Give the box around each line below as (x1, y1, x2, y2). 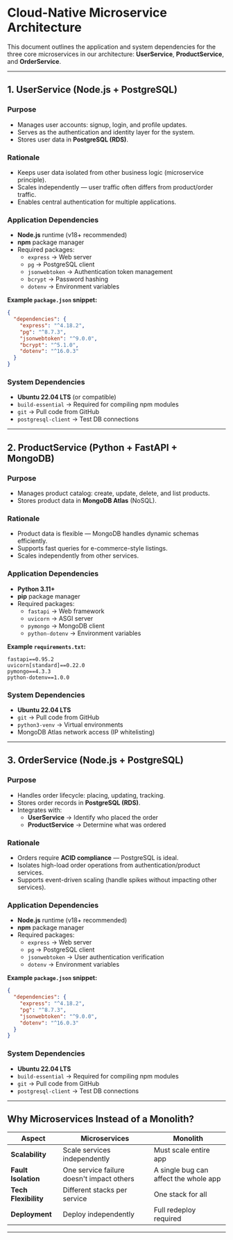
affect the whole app (153, 1174, 221, 1184)
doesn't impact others (62, 1174, 135, 1184)
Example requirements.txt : (7, 642, 87, 651)
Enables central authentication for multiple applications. (17, 198, 177, 206)
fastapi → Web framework (27, 607, 105, 615)
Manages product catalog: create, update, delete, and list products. (17, 489, 210, 497)
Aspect (21, 1134, 46, 1144)
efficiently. (17, 537, 48, 545)
